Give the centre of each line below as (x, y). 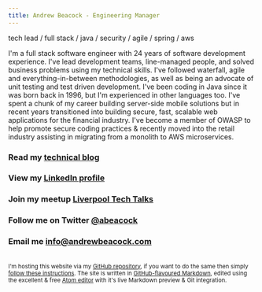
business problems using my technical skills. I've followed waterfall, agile (127, 70)
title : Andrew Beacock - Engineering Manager (84, 15)
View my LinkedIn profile (56, 178)
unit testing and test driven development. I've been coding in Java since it (128, 87)
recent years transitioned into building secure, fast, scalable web (113, 112)
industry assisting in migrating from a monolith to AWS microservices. (121, 137)
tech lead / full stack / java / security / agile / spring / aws (101, 38)
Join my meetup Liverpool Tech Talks (81, 199)
